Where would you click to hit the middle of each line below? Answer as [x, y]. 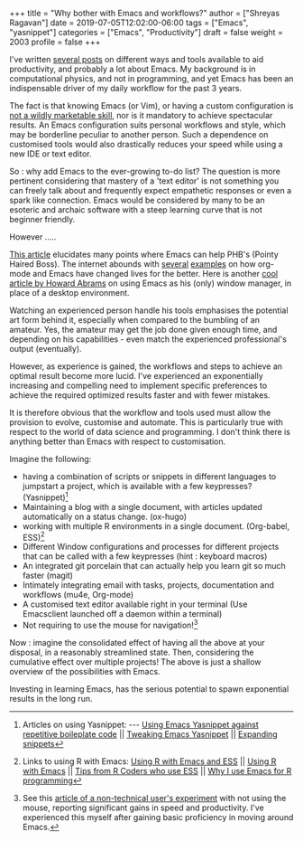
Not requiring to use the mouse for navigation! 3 [110, 624]
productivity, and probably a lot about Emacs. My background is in [133, 69]
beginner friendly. [42, 219]
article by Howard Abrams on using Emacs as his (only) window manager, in [151, 283]
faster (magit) [48, 576]
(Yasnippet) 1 [46, 496]
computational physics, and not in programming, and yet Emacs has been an [151, 79]
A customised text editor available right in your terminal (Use [135, 604]
